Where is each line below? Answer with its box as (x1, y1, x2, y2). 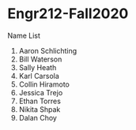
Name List (7, 31, 41, 40)
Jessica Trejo (18, 87, 63, 97)
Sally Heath (18, 62, 57, 72)
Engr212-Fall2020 (7, 5, 129, 23)
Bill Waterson (18, 54, 62, 64)
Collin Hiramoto (18, 80, 70, 89)
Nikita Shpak (18, 104, 61, 114)
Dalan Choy (18, 113, 57, 122)
